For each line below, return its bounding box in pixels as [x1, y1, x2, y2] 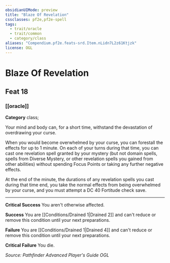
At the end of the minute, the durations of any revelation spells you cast [5, 176, 154, 182]
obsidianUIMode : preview [5, 7, 58, 13]
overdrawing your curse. [5, 129, 57, 135]
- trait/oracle [10, 26, 42, 32]
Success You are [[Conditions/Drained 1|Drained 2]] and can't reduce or [5, 212, 156, 218]
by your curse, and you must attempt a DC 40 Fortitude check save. [5, 187, 147, 193]
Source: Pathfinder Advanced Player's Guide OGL [5, 252, 110, 258]
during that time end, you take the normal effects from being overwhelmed [5, 182, 161, 188]
